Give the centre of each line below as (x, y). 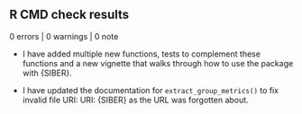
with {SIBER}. (47, 73)
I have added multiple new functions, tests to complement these (142, 54)
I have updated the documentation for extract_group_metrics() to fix (151, 90)
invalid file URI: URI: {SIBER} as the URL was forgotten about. (136, 100)
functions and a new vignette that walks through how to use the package (158, 63)
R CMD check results (69, 15)
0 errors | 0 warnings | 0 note (64, 36)
